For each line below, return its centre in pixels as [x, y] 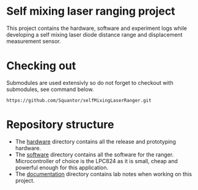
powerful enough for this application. [62, 167]
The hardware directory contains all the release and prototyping [95, 141]
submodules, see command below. [50, 89]
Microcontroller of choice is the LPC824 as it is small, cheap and [97, 161]
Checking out [41, 66]
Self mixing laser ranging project [91, 11]
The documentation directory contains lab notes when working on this [104, 174]
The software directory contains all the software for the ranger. [94, 155]
